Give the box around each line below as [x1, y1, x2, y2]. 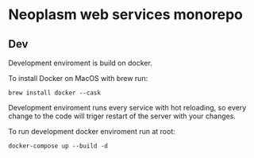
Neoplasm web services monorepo [8, 6, 244, 24]
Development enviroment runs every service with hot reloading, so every [8, 103, 247, 112]
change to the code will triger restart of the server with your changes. [8, 111, 237, 121]
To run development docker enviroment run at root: [8, 127, 176, 136]
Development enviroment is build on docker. [8, 58, 152, 67]
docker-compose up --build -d [8, 142, 109, 150]
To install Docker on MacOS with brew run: [8, 74, 148, 83]
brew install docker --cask [8, 89, 102, 97]
